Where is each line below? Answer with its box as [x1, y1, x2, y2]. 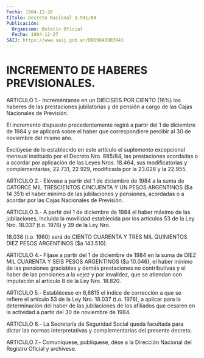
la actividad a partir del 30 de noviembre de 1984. [6, 308, 131, 315]
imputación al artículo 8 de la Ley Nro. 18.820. [6, 277, 122, 284]
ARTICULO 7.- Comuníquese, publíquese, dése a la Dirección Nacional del [6, 339, 192, 346]
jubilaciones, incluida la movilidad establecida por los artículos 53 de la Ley [6, 214, 195, 222]
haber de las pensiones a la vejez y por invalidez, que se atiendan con [6, 270, 183, 278]
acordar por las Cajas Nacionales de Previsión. [6, 196, 124, 204]
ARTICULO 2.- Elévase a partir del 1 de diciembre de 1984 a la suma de [6, 177, 185, 184]
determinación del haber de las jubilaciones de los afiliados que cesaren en [6, 302, 195, 309]
